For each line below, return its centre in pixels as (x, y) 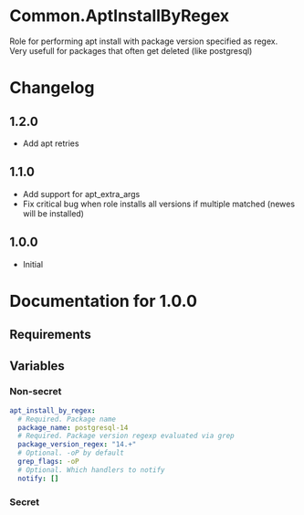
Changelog (52, 88)
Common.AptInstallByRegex (120, 16)
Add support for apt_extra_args (81, 194)
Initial (33, 264)
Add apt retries (51, 143)
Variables (37, 366)
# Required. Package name (67, 419)
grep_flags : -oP (48, 462)
